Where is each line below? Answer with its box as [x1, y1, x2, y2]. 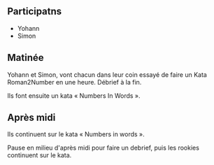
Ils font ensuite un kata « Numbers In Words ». [7, 91, 141, 100]
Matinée [7, 52, 44, 64]
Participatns [7, 6, 62, 17]
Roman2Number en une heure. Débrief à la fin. [7, 78, 142, 86]
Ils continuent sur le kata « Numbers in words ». [7, 130, 145, 138]
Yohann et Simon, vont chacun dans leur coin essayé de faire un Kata [7, 70, 208, 79]
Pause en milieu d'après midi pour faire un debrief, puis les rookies [7, 143, 199, 152]
